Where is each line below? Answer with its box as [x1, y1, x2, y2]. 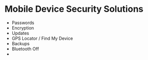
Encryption [11, 25, 34, 30]
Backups [11, 40, 30, 46]
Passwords [11, 20, 34, 26]
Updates [11, 30, 30, 36]
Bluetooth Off [11, 46, 39, 52]
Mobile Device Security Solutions [4, 3, 144, 15]
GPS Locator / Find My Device [11, 35, 73, 41]
